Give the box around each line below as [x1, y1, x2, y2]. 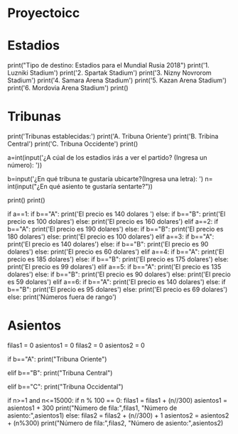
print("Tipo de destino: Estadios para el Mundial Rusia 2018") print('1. [7, 61, 210, 70]
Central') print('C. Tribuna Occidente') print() [7, 140, 139, 148]
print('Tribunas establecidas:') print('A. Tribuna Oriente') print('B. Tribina [7, 132, 219, 141]
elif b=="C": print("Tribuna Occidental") [7, 382, 124, 391]
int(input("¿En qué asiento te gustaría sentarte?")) [7, 183, 153, 191]
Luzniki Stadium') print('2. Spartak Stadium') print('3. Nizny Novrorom [7, 69, 212, 77]
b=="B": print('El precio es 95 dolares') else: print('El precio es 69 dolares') [7, 286, 228, 294]
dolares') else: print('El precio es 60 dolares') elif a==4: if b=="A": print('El [7, 247, 225, 256]
